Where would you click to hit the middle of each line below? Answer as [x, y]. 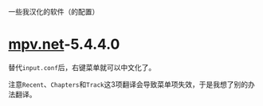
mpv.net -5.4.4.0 [64, 44]
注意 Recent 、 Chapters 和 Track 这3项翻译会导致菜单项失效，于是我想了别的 [128, 84]
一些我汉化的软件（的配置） [54, 12]
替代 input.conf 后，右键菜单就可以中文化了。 [82, 67]
